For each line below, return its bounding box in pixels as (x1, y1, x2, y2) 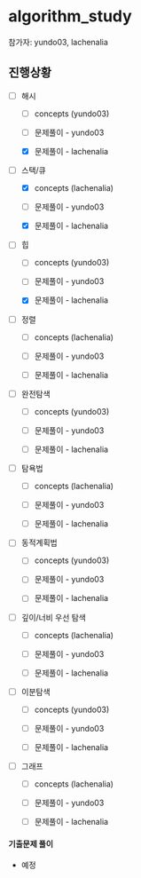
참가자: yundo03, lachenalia (8, 36, 108, 47)
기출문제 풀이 (8, 838, 54, 849)
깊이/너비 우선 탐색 (20, 612, 86, 622)
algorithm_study (8, 6, 132, 27)
